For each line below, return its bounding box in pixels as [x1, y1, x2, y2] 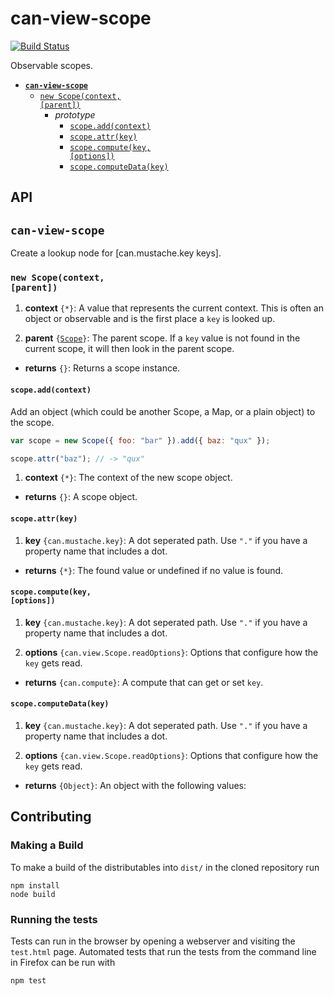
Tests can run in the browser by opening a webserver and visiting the [10, 935, 296, 947]
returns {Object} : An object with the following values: [24, 780, 247, 791]
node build [10, 889, 56, 899]
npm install [10, 880, 60, 891]
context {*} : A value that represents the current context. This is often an [24, 302, 324, 314]
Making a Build [10, 838, 84, 852]
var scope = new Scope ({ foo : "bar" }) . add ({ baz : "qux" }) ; [10, 435, 271, 446]
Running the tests [10, 912, 98, 926]
